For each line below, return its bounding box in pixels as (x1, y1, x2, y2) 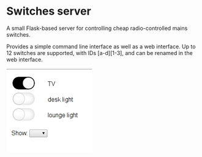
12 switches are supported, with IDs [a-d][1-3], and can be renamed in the (6, 49, 193, 56)
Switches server (6, 4, 92, 18)
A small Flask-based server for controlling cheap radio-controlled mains (6, 24, 188, 32)
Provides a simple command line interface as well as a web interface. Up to (6, 43, 196, 50)
